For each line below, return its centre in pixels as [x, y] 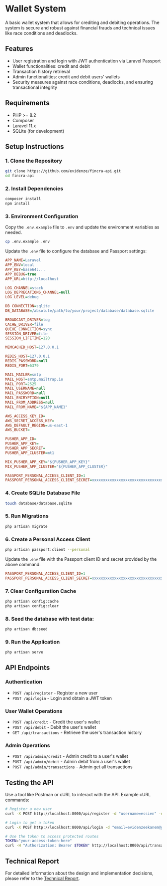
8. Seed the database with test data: [50, 619]
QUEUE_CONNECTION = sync [29, 329]
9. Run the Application [33, 642]
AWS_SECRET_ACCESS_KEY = [30, 421]
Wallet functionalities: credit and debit [51, 66]
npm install [17, 204]
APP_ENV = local [20, 265]
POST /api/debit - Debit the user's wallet [54, 727]
